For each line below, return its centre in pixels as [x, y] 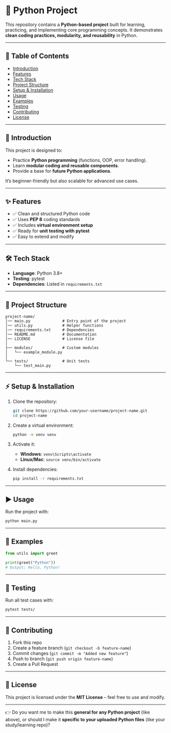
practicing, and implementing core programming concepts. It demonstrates [84, 30]
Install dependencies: [35, 469]
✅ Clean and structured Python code [51, 214]
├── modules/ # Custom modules [52, 348]
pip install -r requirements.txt [48, 479]
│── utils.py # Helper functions [54, 325]
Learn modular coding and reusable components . [66, 166]
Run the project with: [27, 512]
